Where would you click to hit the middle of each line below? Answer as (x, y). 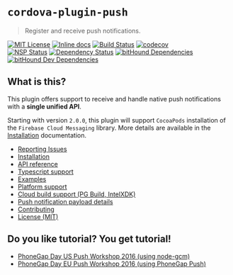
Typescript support (46, 172)
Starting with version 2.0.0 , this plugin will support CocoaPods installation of (117, 120)
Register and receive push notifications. (83, 30)
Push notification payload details (65, 201)
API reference (38, 164)
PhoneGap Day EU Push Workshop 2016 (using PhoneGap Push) (112, 264)
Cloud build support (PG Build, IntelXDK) (76, 194)
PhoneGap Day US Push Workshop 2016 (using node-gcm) (104, 256)
